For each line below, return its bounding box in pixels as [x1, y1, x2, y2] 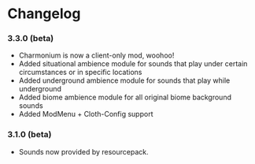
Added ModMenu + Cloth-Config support [18, 110, 153, 119]
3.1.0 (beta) [7, 129, 52, 140]
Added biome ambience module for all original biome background [18, 92, 231, 102]
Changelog [7, 5, 81, 23]
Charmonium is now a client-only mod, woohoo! [18, 50, 175, 60]
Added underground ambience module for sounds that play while [18, 76, 231, 85]
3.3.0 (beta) [7, 33, 54, 44]
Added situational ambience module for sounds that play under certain [18, 59, 248, 69]
